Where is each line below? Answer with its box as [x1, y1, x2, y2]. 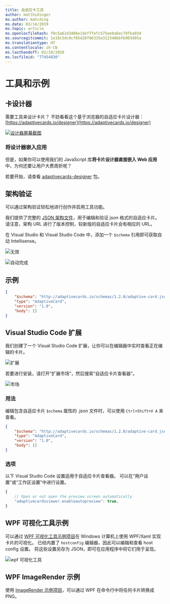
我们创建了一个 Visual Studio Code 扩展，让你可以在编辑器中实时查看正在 [5, 342, 158, 349]
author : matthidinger [5, 12, 51, 17]
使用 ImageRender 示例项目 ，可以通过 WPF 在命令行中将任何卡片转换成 [5, 587, 154, 593]
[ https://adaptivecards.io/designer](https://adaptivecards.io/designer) [5, 119, 151, 125]
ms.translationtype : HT [5, 40, 56, 46]
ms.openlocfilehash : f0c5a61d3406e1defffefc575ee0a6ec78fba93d [5, 31, 142, 36]
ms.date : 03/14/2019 [5, 21, 49, 27]
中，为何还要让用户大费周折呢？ [5, 162, 72, 168]
